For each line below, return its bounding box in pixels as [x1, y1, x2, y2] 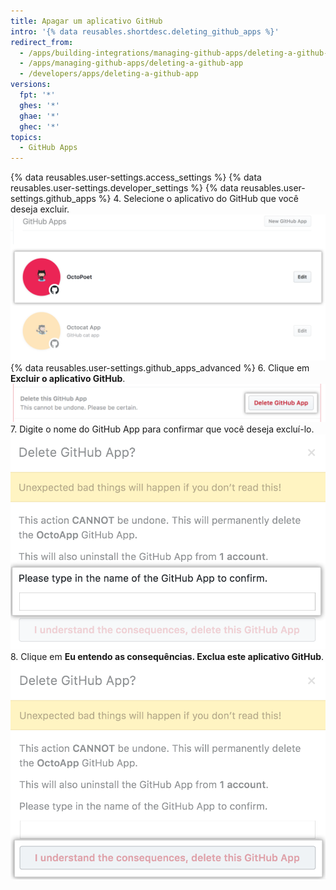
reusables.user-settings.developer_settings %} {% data [10, 182, 239, 194]
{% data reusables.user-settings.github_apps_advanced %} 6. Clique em [10, 362, 310, 374]
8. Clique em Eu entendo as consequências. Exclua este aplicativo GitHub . [10, 651, 325, 663]
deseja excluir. [10, 203, 70, 215]
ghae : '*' [19, 111, 60, 121]
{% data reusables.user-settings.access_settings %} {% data [10, 171, 262, 184]
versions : [10, 80, 52, 90]
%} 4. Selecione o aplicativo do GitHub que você [98, 193, 299, 205]
